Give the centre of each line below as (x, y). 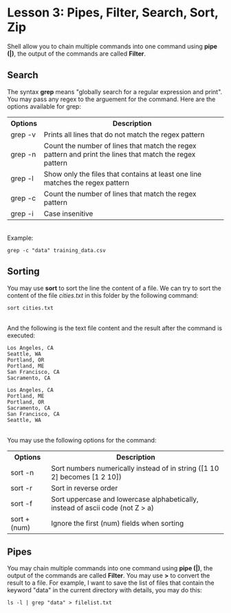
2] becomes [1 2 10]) (86, 477)
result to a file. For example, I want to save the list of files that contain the (111, 583)
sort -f (22, 503)
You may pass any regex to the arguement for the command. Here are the (111, 99)
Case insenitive (68, 213)
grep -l (22, 178)
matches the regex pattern (86, 182)
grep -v (23, 134)
